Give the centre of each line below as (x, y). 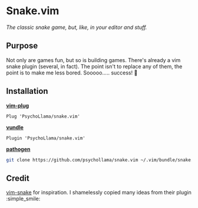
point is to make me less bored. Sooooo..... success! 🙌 (72, 73)
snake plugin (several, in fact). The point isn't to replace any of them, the (94, 66)
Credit (18, 178)
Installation (27, 91)
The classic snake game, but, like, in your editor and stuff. (77, 27)
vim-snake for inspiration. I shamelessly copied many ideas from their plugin (99, 193)
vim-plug (18, 105)
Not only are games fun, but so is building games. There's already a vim (93, 60)
